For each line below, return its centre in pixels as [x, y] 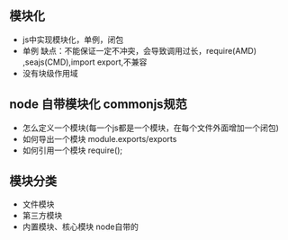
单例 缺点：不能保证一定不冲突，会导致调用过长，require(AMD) [139, 50]
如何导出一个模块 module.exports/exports [99, 138]
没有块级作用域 [50, 73]
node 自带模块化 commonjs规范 [98, 105]
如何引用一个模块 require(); [72, 150]
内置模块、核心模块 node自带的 [81, 227]
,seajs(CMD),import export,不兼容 [85, 62]
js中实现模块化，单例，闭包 [73, 40]
